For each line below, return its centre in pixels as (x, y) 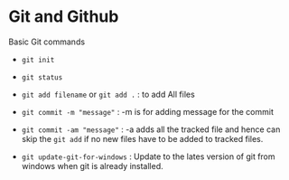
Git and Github (64, 17)
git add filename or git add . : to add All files (108, 94)
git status (42, 77)
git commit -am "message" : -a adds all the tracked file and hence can (151, 129)
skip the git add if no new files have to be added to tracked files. (142, 138)
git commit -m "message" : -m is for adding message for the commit (148, 111)
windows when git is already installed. (92, 166)
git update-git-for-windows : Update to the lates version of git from (149, 156)
